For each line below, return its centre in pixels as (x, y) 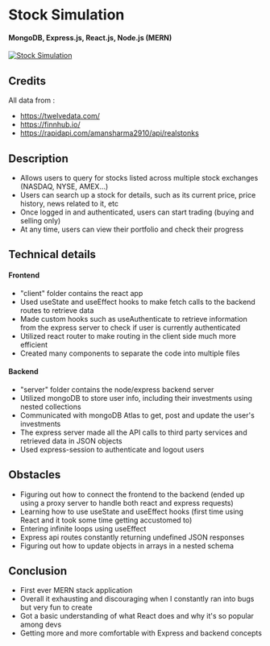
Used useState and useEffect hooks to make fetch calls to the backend (137, 302)
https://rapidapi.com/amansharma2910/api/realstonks (109, 133)
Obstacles (35, 475)
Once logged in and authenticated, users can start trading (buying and (137, 212)
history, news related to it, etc (69, 204)
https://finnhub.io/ (50, 125)
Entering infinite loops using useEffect (83, 528)
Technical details (52, 254)
